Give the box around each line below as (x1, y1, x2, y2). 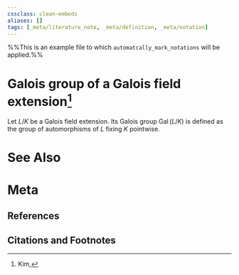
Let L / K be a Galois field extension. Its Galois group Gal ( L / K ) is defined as (7, 117, 224, 125)
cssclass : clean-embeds (7, 10, 78, 18)
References (7, 210, 60, 222)
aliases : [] (7, 17, 43, 24)
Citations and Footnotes (7, 234, 116, 246)
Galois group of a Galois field (7, 75, 181, 92)
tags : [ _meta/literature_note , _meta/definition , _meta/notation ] (7, 23, 208, 31)
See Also (7, 149, 61, 166)
